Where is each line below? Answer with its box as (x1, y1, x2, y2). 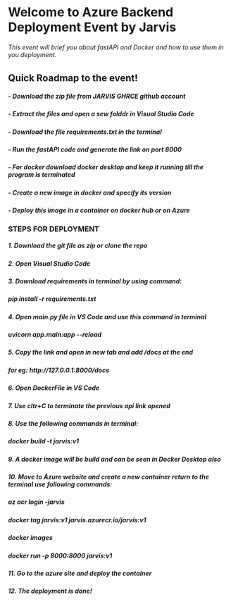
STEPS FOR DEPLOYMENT (8, 223, 100, 233)
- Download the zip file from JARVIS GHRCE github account (8, 92, 186, 100)
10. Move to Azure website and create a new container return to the (8, 473, 210, 481)
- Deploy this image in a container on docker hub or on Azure (8, 206, 190, 215)
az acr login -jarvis (8, 498, 65, 506)
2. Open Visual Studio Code (8, 259, 91, 268)
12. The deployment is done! (8, 586, 92, 596)
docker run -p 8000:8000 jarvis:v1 (8, 551, 113, 560)
